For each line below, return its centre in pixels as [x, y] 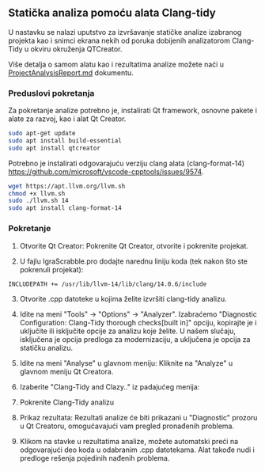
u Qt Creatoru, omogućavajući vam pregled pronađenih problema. [127, 426]
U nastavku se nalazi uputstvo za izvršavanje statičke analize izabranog [125, 32]
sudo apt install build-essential [65, 141]
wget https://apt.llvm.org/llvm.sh [67, 186]
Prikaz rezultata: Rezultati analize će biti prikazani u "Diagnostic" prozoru [138, 418]
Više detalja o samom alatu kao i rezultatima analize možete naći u [116, 64]
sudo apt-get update [42, 134]
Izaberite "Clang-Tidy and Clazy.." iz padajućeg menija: [110, 387]
